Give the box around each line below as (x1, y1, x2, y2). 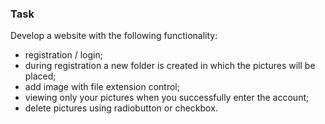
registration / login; (24, 49, 103, 61)
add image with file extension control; (24, 81, 180, 93)
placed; (24, 70, 57, 82)
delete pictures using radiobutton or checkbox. (24, 102, 218, 114)
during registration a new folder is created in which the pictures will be (24, 60, 316, 72)
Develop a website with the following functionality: (10, 30, 218, 42)
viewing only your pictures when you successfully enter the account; (24, 92, 310, 104)
